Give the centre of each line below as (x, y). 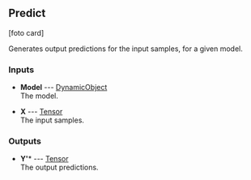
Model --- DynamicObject (64, 88)
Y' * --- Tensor (44, 159)
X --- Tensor (41, 112)
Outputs (25, 141)
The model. (39, 96)
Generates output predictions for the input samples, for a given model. (125, 49)
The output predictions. (59, 167)
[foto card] (26, 32)
